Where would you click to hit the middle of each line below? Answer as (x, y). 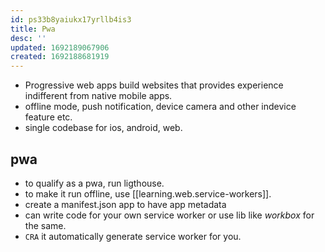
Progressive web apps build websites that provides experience (154, 85)
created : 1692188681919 (60, 57)
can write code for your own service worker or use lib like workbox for (169, 215)
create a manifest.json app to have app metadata (125, 204)
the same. (45, 225)
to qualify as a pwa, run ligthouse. (94, 183)
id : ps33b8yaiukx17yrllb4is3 (71, 19)
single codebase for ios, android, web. (103, 128)
